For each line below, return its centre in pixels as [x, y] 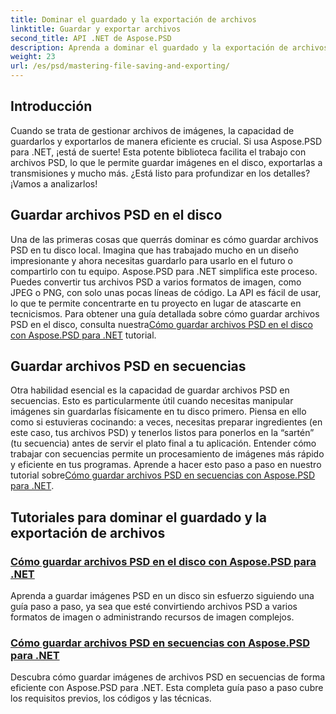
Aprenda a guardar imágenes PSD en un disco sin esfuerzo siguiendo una [162, 596]
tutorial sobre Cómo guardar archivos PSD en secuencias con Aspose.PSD [163, 475]
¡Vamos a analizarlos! [54, 183]
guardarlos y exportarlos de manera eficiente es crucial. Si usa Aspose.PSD [166, 141]
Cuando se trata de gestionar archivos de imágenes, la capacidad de [152, 130]
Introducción [51, 106]
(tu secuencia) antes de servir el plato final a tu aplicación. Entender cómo [163, 443]
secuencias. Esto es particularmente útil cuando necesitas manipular [152, 401]
